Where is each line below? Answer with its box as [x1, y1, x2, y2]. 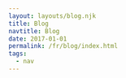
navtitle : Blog [8, 27, 60, 35]
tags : [8, 50, 27, 58]
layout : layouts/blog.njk [8, 11, 96, 20]
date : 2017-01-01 [8, 34, 67, 43]
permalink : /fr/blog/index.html [8, 42, 118, 50]
